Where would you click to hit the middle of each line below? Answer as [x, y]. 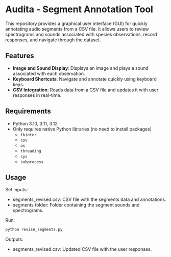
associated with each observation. [49, 73]
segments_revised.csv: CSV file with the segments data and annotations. [89, 199]
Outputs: [15, 239]
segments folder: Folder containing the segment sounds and [76, 205]
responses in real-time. [37, 95]
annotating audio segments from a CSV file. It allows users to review [77, 29]
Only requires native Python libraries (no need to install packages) [82, 129]
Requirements [28, 111]
